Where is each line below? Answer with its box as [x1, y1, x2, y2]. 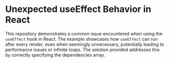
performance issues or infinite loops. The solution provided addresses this [5, 46, 160, 52]
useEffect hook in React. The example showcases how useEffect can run [5, 36, 158, 42]
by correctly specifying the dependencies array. [5, 51, 105, 58]
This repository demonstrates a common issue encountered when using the [5, 30, 163, 36]
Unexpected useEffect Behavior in [5, 3, 151, 15]
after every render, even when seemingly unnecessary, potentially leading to [5, 41, 164, 47]
